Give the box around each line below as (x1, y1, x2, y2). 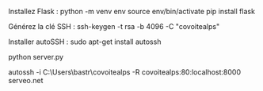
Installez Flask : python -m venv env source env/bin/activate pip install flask (8, 7, 256, 16)
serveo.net (8, 76, 44, 85)
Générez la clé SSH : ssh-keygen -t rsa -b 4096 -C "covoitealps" (8, 22, 220, 31)
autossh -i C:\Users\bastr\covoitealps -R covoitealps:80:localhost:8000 (8, 67, 242, 77)
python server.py (8, 53, 64, 61)
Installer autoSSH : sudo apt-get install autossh (8, 37, 162, 46)
